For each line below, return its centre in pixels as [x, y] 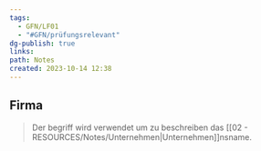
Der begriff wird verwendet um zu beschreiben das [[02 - [140, 127]
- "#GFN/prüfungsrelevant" [69, 35]
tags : [20, 18]
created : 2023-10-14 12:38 [61, 69]
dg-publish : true [42, 43]
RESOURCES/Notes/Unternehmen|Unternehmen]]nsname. [142, 136]
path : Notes [32, 60]
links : [22, 52]
